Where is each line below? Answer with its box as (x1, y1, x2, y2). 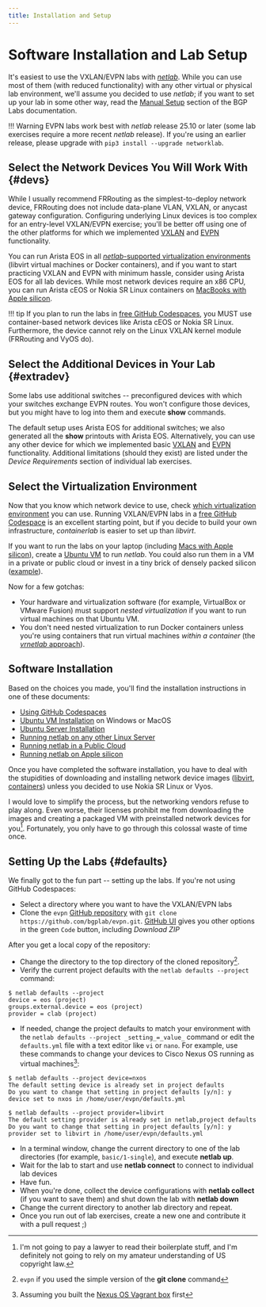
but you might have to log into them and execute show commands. (8, 407, 226, 417)
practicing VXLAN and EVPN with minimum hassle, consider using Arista (8, 269, 245, 278)
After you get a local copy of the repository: (8, 940, 150, 950)
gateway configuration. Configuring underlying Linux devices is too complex (8, 211, 257, 220)
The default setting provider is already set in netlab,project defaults (8, 1115, 257, 1124)
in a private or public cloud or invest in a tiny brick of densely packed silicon (8, 558, 256, 568)
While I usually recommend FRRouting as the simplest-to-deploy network (8, 194, 247, 204)
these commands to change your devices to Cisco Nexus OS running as (19, 1049, 255, 1058)
